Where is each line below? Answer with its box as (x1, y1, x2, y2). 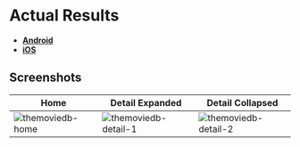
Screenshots (9, 70, 82, 86)
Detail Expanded (110, 96, 182, 109)
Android (21, 35, 54, 45)
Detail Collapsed (206, 96, 279, 109)
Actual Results (9, 5, 120, 26)
